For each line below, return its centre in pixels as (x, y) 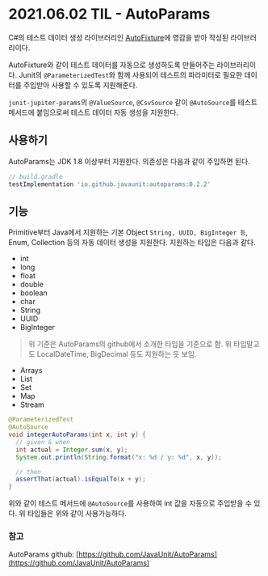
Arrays (31, 371)
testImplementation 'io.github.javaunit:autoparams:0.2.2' (110, 184)
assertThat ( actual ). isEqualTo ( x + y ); (81, 479)
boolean (33, 293)
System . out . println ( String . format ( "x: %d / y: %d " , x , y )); (119, 457)
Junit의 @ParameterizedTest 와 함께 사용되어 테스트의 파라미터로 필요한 (131, 74)
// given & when (43, 442)
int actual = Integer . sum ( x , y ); (72, 450)
